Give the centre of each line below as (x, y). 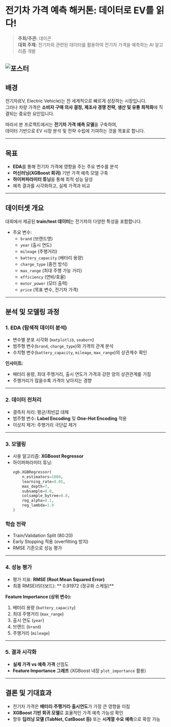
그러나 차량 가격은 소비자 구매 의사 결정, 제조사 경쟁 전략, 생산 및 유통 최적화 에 (81, 107)
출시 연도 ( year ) (28, 620)
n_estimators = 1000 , (43, 477)
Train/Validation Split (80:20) (43, 536)
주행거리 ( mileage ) (31, 633)
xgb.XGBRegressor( (32, 472)
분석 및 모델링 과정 (32, 312)
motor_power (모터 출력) (44, 283)
